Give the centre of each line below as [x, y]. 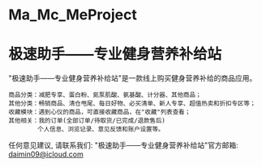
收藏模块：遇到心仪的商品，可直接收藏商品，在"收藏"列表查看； [100, 112]
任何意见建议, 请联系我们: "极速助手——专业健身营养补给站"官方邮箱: [124, 145]
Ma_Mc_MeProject [73, 15]
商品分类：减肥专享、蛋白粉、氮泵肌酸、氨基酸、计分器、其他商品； [105, 95]
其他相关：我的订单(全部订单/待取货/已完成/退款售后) [87, 121]
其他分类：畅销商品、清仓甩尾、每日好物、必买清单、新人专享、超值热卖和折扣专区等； [132, 104]
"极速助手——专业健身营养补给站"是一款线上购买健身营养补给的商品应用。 [133, 78]
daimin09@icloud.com [46, 154]
